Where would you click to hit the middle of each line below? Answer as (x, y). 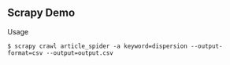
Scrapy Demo (41, 13)
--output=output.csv (80, 53)
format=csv (25, 53)
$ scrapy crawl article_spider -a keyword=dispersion (98, 46)
